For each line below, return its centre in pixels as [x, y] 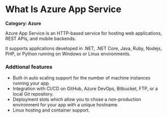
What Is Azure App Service [63, 9]
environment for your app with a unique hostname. [65, 105]
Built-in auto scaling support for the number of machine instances [81, 78]
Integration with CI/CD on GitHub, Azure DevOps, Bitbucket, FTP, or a [85, 89]
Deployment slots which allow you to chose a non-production [77, 99]
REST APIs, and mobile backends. [41, 38]
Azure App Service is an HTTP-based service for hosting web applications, [84, 33]
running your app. [31, 83]
